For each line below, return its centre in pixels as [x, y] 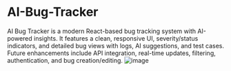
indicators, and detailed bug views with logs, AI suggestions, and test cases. [116, 45]
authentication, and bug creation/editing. [65, 60]
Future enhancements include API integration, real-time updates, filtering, [111, 53]
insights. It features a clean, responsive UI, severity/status [116, 38]
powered [20, 38]
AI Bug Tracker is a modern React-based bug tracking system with [102, 31]
